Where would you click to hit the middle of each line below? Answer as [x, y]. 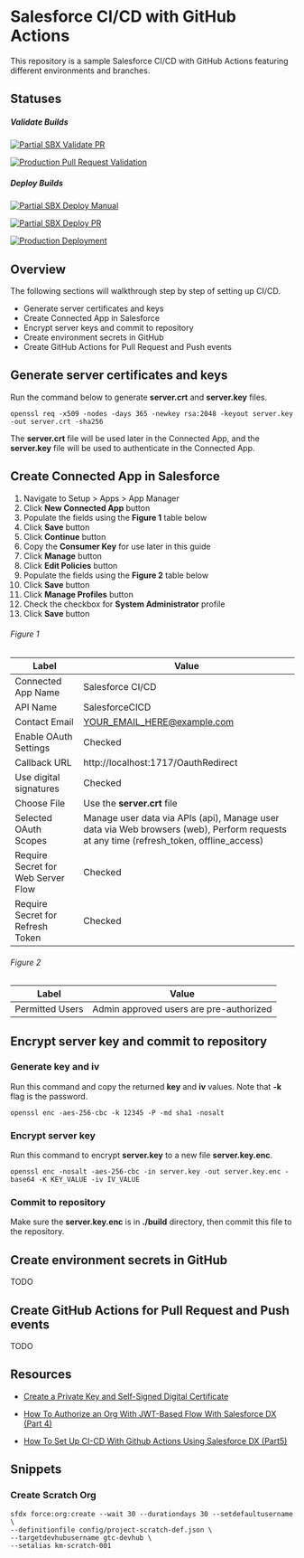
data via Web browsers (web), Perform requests [185, 829]
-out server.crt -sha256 [57, 421]
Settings [32, 748]
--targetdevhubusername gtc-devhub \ [81, 1538]
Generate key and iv [55, 1067]
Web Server [40, 877]
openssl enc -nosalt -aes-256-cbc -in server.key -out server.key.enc [146, 1172]
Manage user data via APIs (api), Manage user [181, 817]
